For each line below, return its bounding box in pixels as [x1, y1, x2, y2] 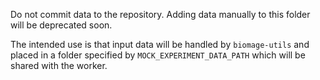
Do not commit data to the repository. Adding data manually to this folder [10, 9, 311, 20]
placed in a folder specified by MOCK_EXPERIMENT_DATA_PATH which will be [10, 49, 306, 61]
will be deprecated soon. [10, 19, 113, 31]
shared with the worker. [10, 60, 108, 71]
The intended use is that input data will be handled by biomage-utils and [10, 39, 310, 50]
